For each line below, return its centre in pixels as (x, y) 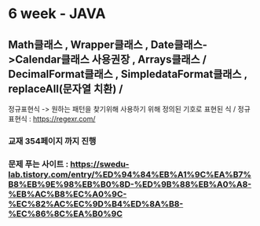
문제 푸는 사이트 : (38, 164)
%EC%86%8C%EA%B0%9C (66, 213)
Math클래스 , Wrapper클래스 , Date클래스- (108, 44)
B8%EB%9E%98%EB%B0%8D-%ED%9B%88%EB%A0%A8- (130, 184)
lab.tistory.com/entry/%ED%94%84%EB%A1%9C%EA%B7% (130, 174)
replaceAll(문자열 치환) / (66, 88)
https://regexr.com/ (64, 119)
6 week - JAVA (57, 14)
